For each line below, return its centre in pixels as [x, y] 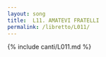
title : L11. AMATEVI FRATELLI [53, 20]
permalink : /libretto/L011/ [49, 27]
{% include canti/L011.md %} [49, 47]
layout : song [26, 14]
